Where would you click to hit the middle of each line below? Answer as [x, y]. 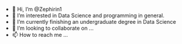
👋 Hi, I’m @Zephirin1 [37, 9]
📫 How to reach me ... [40, 35]
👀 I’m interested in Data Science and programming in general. [88, 15]
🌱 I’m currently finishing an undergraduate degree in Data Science [94, 22]
